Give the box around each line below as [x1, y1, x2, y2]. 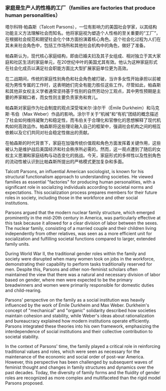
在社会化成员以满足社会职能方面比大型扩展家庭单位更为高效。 [5, 65, 131, 71]
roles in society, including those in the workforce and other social [5, 195, 138, 201]
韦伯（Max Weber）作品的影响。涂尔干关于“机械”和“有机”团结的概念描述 [10, 111, 159, 117]
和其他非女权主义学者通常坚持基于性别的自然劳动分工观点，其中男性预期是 [5, 88, 157, 94]
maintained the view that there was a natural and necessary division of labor [5, 272, 161, 278]
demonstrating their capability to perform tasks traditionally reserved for [5, 261, 152, 267]
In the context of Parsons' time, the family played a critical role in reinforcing [5, 344, 161, 349]
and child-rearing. [5, 288, 42, 294]
